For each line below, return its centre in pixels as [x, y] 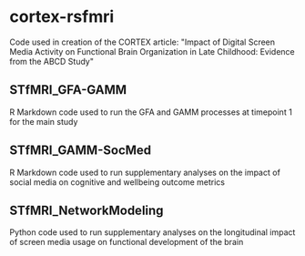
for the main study [44, 121]
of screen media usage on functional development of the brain [127, 242]
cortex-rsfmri [62, 17]
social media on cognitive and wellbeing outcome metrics [117, 182]
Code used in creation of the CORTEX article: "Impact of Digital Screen [142, 42]
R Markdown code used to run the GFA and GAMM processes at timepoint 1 [151, 112]
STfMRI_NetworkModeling [86, 210]
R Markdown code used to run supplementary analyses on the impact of [145, 172]
